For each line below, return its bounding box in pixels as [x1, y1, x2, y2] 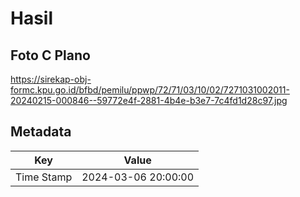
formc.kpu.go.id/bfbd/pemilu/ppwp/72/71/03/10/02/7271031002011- [10, 84, 290, 96]
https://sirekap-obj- [10, 73, 92, 85]
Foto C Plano [10, 47, 91, 64]
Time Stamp [15, 170, 73, 184]
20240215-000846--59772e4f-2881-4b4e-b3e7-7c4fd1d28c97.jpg [10, 95, 288, 106]
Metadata [10, 123, 72, 141]
